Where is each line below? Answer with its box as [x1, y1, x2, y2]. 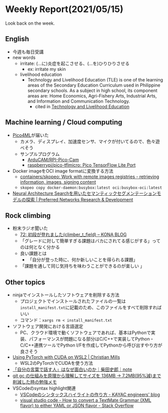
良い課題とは [20, 251, 47, 257]
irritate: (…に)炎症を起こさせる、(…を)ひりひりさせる [20, 60, 130, 66]
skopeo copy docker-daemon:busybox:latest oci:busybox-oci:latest [20, 185, 162, 190]
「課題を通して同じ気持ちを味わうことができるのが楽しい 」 [20, 263, 145, 269]
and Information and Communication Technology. [27, 98, 130, 104]
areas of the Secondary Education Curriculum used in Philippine [27, 82, 160, 88]
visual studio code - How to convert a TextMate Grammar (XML [20, 397, 152, 403]
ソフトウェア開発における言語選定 [12, 323, 83, 329]
